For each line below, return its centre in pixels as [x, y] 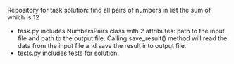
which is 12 [24, 17]
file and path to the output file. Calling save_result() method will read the [122, 38]
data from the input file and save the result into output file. [102, 46]
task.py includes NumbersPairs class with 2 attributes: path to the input [121, 31]
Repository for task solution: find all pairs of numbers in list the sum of [109, 10]
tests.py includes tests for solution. [68, 53]
